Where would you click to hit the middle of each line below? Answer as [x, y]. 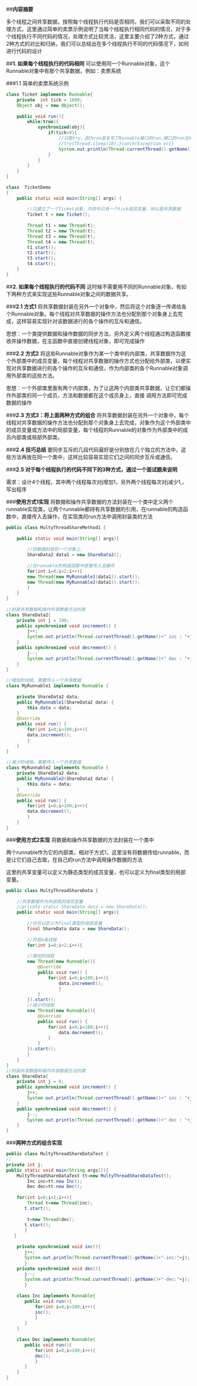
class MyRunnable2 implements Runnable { [57, 768]
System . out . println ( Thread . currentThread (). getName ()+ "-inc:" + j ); [107, 1257]
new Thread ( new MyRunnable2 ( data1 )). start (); [84, 582]
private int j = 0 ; [40, 1082]
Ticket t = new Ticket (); [59, 215]
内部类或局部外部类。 [37, 437]
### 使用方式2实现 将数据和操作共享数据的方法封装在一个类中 [80, 840]
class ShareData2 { [28, 615]
